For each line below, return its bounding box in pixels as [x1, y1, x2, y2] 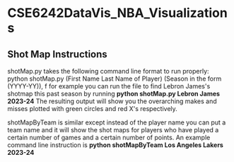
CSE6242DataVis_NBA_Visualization [7, 5, 228, 21]
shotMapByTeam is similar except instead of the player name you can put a [7, 118, 226, 127]
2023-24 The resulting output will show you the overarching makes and [7, 97, 217, 105]
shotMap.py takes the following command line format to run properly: [7, 67, 210, 75]
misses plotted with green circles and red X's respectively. [7, 105, 178, 112]
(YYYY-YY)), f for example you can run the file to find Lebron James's [7, 82, 211, 90]
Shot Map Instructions [7, 48, 107, 60]
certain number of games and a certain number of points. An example [7, 133, 211, 141]
